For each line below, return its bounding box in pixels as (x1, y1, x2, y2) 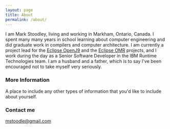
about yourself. (5, 93, 37, 100)
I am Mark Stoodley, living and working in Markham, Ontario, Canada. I (5, 31, 154, 37)
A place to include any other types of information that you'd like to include (5, 88, 162, 94)
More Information (5, 76, 50, 83)
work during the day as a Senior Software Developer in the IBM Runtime (5, 53, 157, 59)
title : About (5, 12, 33, 17)
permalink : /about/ (5, 17, 47, 22)
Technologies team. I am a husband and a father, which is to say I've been (5, 58, 162, 64)
